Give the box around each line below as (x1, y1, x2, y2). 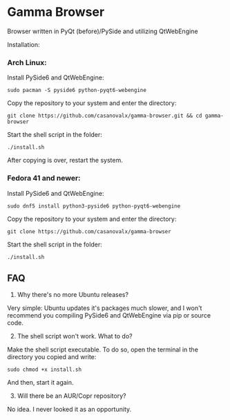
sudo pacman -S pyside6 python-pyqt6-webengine (7, 87, 147, 94)
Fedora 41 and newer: (7, 174, 81, 183)
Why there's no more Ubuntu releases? (17, 291, 129, 299)
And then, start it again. (7, 378, 74, 387)
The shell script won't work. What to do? (17, 332, 133, 340)
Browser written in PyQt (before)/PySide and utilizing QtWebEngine (7, 27, 198, 35)
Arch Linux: (7, 57, 47, 67)
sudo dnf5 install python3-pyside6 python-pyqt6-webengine (7, 202, 181, 210)
